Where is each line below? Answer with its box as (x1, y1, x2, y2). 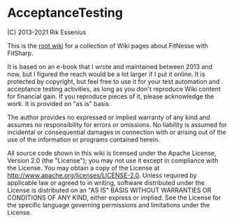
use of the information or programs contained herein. (7, 135, 161, 144)
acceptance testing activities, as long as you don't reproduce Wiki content (7, 84, 221, 93)
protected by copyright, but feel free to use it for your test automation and (7, 77, 220, 85)
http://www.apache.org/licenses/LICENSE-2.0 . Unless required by (7, 171, 197, 179)
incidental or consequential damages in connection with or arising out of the (7, 128, 227, 136)
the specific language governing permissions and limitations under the (7, 200, 210, 209)
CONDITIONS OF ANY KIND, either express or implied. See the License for (7, 193, 221, 202)
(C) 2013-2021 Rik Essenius (7, 28, 87, 36)
